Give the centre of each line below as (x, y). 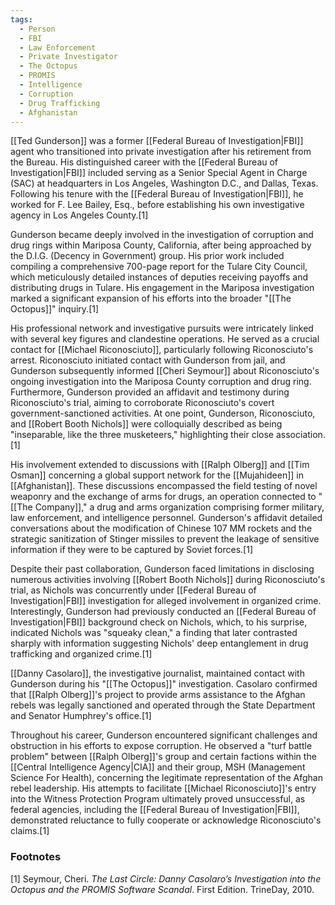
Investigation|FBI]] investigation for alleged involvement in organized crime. (166, 601)
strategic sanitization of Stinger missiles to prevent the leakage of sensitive (165, 539)
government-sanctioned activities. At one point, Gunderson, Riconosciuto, (163, 413)
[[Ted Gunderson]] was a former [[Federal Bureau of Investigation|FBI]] (157, 141)
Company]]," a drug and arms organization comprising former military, (179, 507)
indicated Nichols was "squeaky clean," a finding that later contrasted (154, 633)
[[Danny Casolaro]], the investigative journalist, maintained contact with (157, 673)
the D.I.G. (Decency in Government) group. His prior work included (147, 256)
